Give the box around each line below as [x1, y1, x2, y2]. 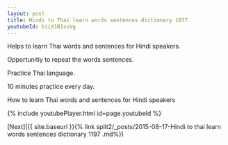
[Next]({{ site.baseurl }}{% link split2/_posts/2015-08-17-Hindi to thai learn [7, 123, 221, 131]
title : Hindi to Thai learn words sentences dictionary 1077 [7, 17, 188, 24]
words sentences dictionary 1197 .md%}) [7, 130, 124, 139]
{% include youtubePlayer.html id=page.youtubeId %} [7, 109, 162, 118]
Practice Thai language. [7, 69, 75, 77]
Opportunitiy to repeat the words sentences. [7, 56, 134, 64]
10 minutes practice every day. [7, 83, 95, 91]
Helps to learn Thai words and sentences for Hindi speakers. [7, 42, 181, 51]
